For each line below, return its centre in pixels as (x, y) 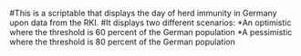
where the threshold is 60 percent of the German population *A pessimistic (151, 32)
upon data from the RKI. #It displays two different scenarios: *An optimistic (150, 23)
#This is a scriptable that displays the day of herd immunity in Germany (143, 13)
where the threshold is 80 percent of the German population (122, 42)
